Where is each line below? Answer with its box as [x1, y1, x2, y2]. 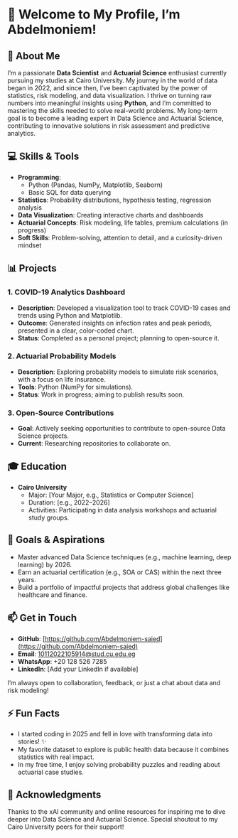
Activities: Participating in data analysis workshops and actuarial [28, 505, 217, 514]
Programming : [17, 173, 62, 181]
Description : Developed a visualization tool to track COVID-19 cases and [17, 303, 231, 312]
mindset [17, 241, 42, 249]
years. [17, 575, 37, 584]
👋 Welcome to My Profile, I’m [7, 6, 180, 23]
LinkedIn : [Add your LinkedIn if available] [17, 665, 139, 673]
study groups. [28, 513, 70, 522]
